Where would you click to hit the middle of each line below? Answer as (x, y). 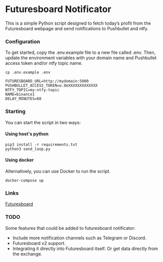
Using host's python (27, 134)
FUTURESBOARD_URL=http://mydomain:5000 (47, 81)
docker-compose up (24, 180)
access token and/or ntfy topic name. (44, 63)
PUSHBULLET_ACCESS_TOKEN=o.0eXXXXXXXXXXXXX (52, 86)
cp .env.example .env (28, 72)
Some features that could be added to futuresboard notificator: (70, 228)
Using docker (20, 160)
